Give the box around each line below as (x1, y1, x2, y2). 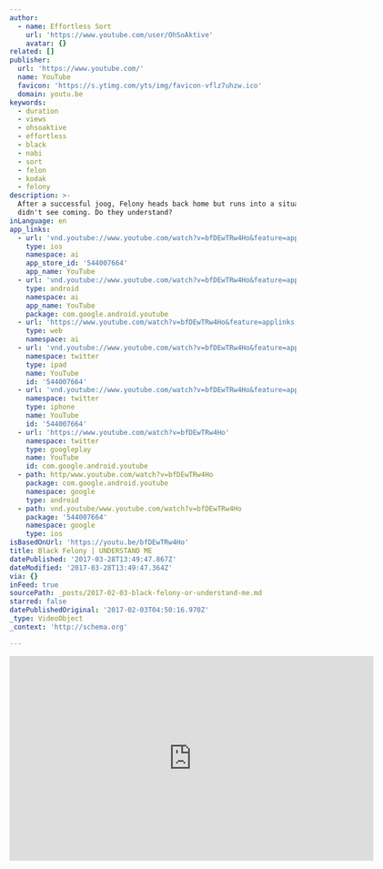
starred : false (9, 597, 67, 606)
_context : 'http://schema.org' (9, 622, 128, 632)
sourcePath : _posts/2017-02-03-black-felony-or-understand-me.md (9, 589, 262, 598)
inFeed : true (9, 580, 59, 590)
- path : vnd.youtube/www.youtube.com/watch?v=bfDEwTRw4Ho (17, 504, 243, 513)
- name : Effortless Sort (17, 22, 112, 31)
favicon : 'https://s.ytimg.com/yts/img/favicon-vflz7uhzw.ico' (17, 81, 262, 90)
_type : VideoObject (9, 614, 84, 623)
